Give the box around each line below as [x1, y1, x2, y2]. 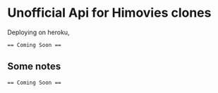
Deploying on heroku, [7, 28, 70, 36]
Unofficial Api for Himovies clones [7, 5, 212, 21]
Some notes [7, 61, 61, 73]
